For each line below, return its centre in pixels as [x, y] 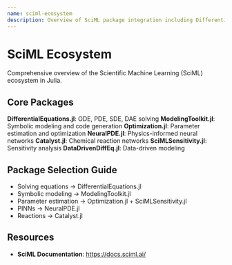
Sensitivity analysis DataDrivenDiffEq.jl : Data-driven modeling [96, 148]
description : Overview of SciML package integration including [100, 20]
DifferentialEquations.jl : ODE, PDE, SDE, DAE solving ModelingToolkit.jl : [111, 119]
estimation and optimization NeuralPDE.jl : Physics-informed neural [103, 134]
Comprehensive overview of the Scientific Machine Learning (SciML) [105, 73]
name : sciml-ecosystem [40, 13]
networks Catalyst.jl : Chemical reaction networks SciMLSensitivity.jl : [107, 141]
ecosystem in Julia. [35, 81]
